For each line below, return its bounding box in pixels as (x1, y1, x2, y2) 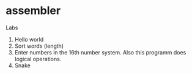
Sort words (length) (14, 42, 64, 50)
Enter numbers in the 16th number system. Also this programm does (14, 48, 186, 56)
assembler (6, 4, 61, 18)
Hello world (14, 35, 44, 43)
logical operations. (14, 55, 62, 62)
